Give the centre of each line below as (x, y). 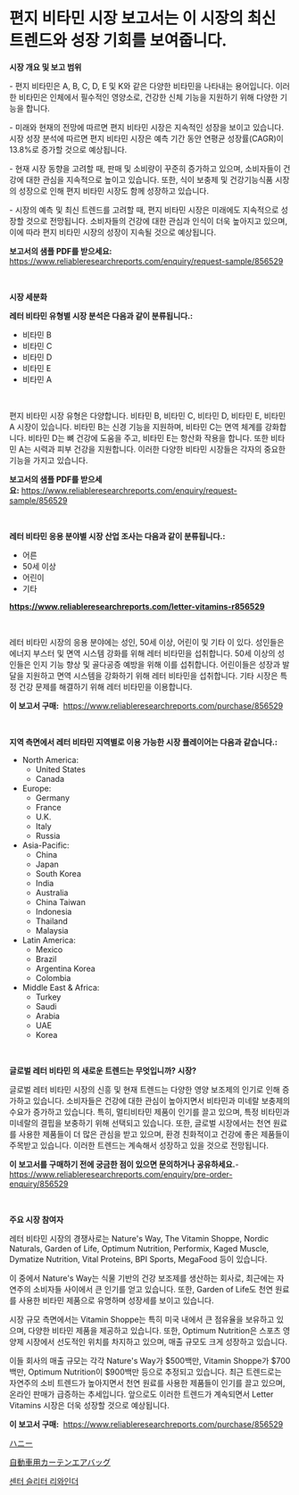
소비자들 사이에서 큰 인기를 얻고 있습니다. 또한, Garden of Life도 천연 (153, 1289)
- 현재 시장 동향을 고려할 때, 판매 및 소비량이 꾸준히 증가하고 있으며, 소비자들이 (145, 168)
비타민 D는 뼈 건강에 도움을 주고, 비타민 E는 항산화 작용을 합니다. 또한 (149, 437)
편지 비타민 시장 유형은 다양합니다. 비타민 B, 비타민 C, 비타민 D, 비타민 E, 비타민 (148, 415)
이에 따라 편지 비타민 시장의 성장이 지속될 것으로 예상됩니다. (113, 232)
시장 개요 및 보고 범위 (46, 67)
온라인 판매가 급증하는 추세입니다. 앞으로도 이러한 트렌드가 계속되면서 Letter (141, 1394)
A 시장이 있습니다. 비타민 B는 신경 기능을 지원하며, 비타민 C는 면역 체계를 (136, 427)
